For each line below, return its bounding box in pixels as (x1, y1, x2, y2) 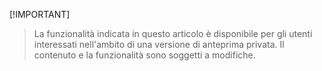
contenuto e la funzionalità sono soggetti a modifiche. (33, 49, 256, 61)
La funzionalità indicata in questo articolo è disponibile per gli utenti (33, 28, 313, 39)
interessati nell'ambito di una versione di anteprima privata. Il (33, 39, 285, 50)
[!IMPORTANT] (9, 9, 71, 20)
